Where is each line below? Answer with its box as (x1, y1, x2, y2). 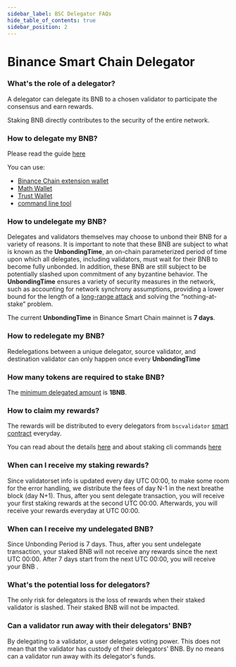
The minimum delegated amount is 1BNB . (7, 388, 127, 397)
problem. (27, 300, 54, 308)
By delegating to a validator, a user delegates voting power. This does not (7, 637, 221, 645)
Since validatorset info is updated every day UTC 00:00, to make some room (7, 476, 230, 485)
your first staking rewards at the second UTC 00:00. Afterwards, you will (7, 499, 218, 507)
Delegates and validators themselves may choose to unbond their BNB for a (7, 233, 228, 241)
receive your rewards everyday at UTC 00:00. (7, 506, 140, 514)
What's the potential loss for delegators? (7, 580, 150, 590)
